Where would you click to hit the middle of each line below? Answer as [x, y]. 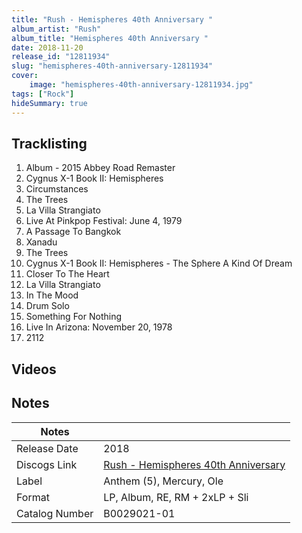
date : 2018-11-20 [47, 47]
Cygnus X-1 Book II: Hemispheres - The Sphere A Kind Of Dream [159, 263]
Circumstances [57, 189]
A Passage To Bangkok [73, 232]
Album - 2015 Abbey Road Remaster [100, 168]
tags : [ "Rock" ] [43, 94]
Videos [34, 369]
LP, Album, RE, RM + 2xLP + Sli [176, 497]
